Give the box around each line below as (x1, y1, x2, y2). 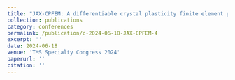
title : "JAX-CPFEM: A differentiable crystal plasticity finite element (7, 10, 224, 17)
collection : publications (7, 17, 83, 24)
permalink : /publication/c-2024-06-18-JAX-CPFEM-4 (7, 29, 158, 37)
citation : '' (7, 62, 45, 69)
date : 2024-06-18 (7, 42, 58, 49)
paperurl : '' (7, 56, 45, 63)
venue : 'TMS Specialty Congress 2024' (7, 49, 120, 56)
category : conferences (7, 23, 73, 30)
